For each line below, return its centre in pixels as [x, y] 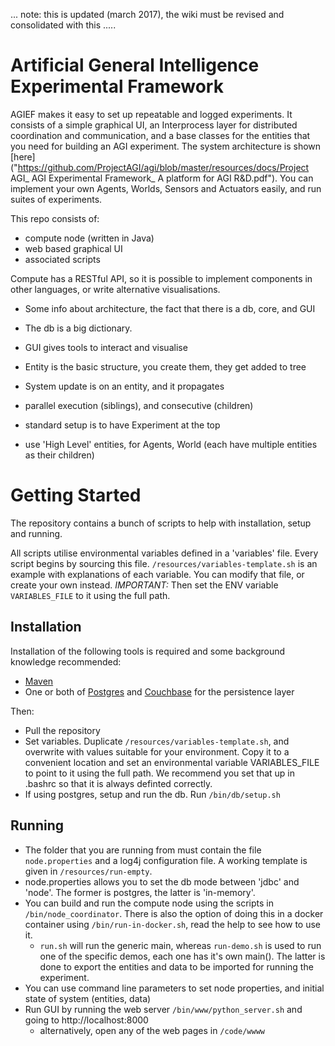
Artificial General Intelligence [135, 65]
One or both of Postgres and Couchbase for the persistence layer [159, 691]
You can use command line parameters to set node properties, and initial [174, 988]
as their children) [59, 455]
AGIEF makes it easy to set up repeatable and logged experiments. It [151, 114]
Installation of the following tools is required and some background [148, 651]
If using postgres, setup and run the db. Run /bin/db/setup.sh [152, 794]
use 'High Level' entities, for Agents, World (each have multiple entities [171, 444]
